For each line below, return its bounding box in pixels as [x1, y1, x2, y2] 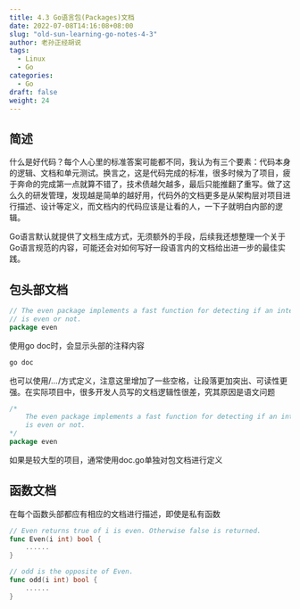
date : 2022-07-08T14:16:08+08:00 [9, 21, 134, 30]
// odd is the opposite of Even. [9, 567, 134, 576]
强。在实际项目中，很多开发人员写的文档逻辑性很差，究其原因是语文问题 [9, 386, 275, 397]
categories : [9, 71, 54, 80]
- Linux [17, 54, 46, 63]
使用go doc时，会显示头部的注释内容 [9, 340, 145, 350]
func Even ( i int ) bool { [9, 534, 102, 544]
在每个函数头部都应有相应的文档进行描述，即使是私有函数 [9, 508, 221, 519]
